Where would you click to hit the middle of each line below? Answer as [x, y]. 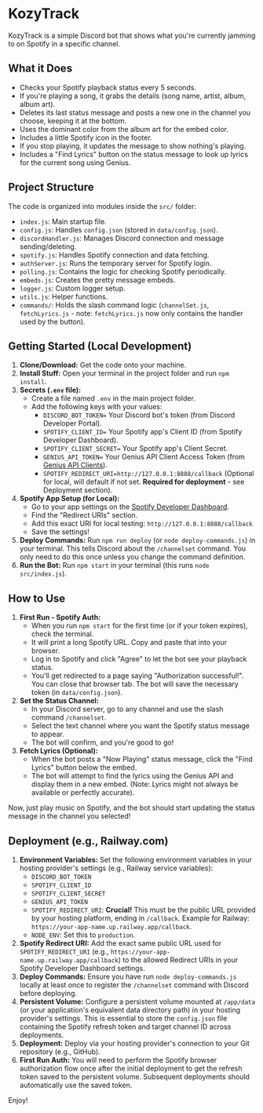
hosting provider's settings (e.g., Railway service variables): [116, 868]
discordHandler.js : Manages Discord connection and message [122, 238]
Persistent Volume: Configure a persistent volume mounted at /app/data [137, 1001]
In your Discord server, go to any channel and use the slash [127, 709]
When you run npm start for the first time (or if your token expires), [140, 626]
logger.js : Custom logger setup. [72, 288]
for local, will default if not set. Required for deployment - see [144, 482]
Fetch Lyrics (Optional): [58, 751]
